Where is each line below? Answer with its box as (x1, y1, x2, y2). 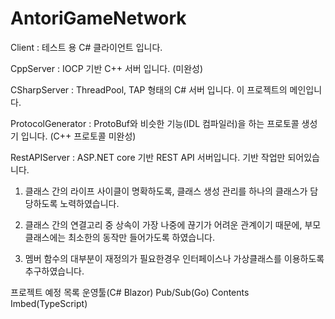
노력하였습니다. (59, 197, 120, 209)
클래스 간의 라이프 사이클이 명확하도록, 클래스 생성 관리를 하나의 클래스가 (24, 185, 308, 197)
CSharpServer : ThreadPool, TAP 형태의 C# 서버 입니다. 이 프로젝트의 (10, 83, 288, 96)
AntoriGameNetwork (10, 7, 187, 30)
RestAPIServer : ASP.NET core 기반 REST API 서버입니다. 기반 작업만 (10, 151, 286, 163)
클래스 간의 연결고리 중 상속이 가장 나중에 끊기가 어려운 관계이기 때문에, (24, 218, 303, 231)
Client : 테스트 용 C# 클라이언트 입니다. (10, 41, 163, 53)
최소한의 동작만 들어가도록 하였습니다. (68, 231, 215, 243)
